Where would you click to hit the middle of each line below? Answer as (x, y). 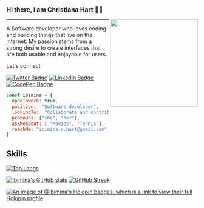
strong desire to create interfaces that (54, 48)
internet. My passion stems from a (49, 41)
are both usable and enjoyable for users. (57, 55)
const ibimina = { (29, 96)
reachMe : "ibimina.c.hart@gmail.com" (59, 129)
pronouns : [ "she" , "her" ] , (46, 118)
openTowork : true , (35, 101)
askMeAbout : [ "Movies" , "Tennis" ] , (58, 124)
